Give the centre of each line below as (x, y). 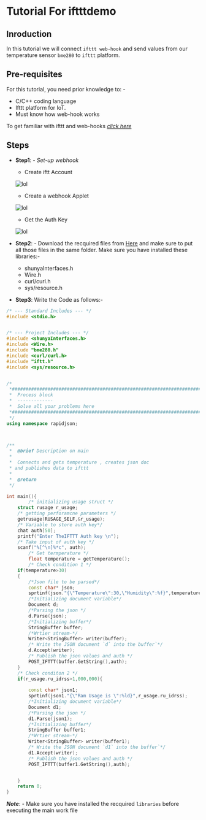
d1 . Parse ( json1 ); (50, 719)
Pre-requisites (34, 75)
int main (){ (21, 496)
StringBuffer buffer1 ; (57, 730)
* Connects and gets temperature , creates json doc (79, 462)
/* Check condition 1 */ (60, 565)
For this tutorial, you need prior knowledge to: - (66, 89)
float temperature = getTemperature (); (79, 559)
